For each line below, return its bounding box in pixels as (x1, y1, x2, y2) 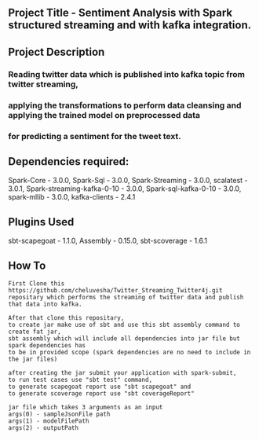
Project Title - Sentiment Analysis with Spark (8, 6, 233, 20)
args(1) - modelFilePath (8, 416, 89, 425)
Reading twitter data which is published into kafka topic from (8, 68, 246, 79)
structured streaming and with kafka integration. (8, 19, 252, 32)
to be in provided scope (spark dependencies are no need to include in (8, 348, 251, 356)
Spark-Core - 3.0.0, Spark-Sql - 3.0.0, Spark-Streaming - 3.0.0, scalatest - (8, 176, 248, 185)
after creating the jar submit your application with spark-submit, (8, 368, 237, 376)
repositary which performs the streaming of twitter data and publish (8, 293, 244, 301)
